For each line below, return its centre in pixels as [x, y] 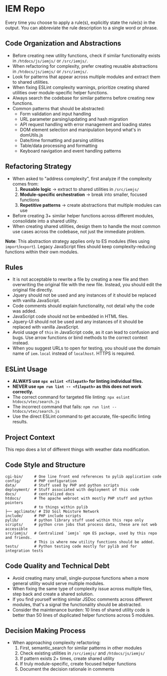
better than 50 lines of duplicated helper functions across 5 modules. [83, 615]
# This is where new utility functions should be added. [94, 542]
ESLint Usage [26, 369]
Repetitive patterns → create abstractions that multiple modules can [90, 205]
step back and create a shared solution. [53, 594]
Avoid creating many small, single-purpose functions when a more [81, 578]
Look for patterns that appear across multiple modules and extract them [86, 77]
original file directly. [33, 290]
